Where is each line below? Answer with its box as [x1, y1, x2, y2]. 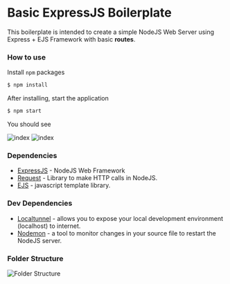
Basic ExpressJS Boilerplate [7, 5, 172, 21]
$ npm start [7, 107, 42, 115]
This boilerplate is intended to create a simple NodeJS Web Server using [7, 28, 215, 36]
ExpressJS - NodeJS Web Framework [17, 166, 125, 175]
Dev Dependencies [7, 199, 73, 208]
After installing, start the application [7, 94, 109, 103]
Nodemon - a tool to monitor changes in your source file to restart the [17, 229, 216, 237]
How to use [7, 52, 46, 62]
